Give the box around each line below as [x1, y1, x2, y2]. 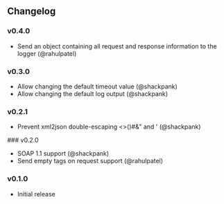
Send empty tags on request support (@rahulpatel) [17, 157, 164, 165]
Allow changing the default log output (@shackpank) [17, 89, 169, 98]
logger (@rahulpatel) [17, 49, 77, 57]
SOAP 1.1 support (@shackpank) [17, 149, 110, 158]
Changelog [7, 6, 56, 17]
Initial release [17, 189, 55, 198]
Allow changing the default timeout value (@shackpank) [17, 82, 178, 91]
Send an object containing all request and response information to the [17, 41, 217, 50]
